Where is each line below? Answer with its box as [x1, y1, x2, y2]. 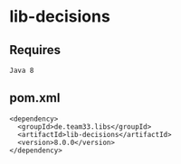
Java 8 [9, 66, 34, 75]
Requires [9, 42, 62, 58]
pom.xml [9, 90, 61, 105]
